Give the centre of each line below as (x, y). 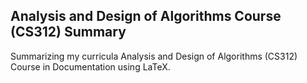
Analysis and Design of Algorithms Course (146, 16)
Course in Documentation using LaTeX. (90, 66)
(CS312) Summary (68, 32)
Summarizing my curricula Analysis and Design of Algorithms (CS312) (154, 56)
